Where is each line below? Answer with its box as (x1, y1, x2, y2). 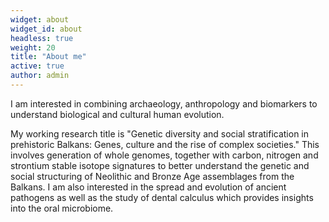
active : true (10, 61, 65, 71)
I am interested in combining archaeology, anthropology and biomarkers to (10, 97, 318, 110)
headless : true (10, 33, 74, 43)
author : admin (10, 71, 70, 81)
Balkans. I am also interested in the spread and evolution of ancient (10, 181, 287, 193)
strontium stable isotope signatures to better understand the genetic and (10, 159, 310, 171)
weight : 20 (10, 42, 56, 53)
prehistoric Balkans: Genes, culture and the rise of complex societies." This (10, 138, 320, 150)
